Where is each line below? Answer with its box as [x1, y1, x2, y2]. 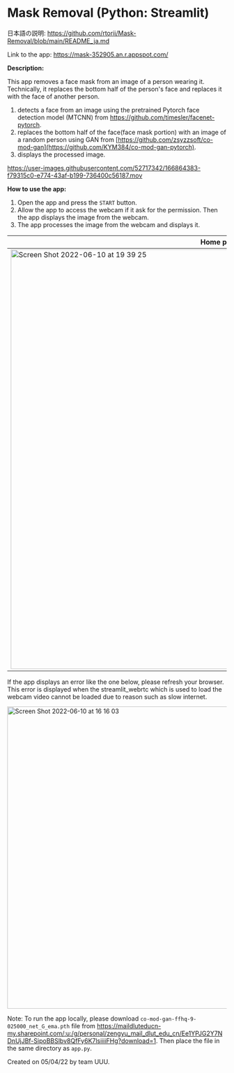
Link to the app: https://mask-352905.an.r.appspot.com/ [7, 50, 169, 59]
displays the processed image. [17, 150, 106, 159]
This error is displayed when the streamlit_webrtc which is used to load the [7, 685, 222, 693]
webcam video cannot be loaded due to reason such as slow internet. [7, 692, 208, 701]
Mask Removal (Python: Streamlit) [7, 5, 210, 21]
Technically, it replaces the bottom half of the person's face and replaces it [7, 85, 222, 93]
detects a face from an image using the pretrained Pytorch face [17, 105, 200, 114]
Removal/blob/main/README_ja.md [7, 36, 110, 45]
